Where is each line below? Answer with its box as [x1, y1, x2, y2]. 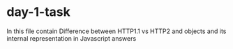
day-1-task [6, 4, 71, 20]
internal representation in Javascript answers [6, 34, 137, 42]
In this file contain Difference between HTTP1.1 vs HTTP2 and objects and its [6, 27, 227, 35]
